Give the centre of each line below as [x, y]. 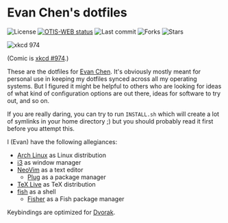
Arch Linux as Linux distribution [61, 155]
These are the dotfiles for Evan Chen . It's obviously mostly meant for [104, 71]
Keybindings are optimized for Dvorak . [61, 212]
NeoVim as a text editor [50, 169]
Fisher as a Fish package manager [76, 199]
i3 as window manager [49, 162]
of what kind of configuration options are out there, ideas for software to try [114, 93]
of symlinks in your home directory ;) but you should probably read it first [110, 121]
